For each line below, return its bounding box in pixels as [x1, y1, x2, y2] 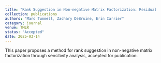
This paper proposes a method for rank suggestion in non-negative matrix [5, 47, 153, 53]
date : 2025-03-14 [5, 34, 40, 39]
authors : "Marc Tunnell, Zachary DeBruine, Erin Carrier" [5, 16, 124, 21]
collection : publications [5, 12, 57, 16]
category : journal [5, 20, 42, 26]
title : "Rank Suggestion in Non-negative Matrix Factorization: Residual [5, 7, 157, 12]
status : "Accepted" [5, 30, 44, 34]
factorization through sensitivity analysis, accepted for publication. [5, 52, 138, 58]
